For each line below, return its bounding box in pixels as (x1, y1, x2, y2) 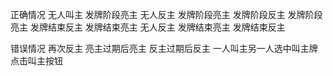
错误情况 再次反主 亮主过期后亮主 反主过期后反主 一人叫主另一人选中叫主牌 (10, 43, 318, 54)
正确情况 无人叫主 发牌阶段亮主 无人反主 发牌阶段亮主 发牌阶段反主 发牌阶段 (10, 9, 323, 20)
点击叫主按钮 (10, 55, 63, 67)
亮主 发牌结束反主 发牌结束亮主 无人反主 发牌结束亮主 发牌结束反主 (10, 21, 286, 33)
